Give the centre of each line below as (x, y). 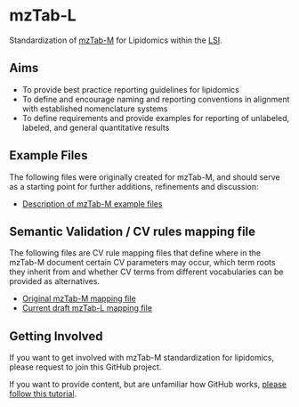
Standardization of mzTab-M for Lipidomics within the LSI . (116, 40)
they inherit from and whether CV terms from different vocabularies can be (146, 272)
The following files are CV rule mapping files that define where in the (135, 253)
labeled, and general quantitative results (96, 127)
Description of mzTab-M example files (92, 203)
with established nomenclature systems (95, 109)
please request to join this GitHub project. (85, 367)
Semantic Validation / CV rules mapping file (133, 231)
